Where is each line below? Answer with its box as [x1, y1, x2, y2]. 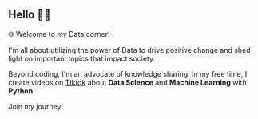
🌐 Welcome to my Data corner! [8, 29, 110, 38]
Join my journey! [8, 101, 64, 111]
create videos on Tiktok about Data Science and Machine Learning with [8, 77, 247, 87]
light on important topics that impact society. [8, 54, 156, 63]
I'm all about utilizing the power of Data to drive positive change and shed [8, 45, 251, 54]
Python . [8, 85, 35, 96]
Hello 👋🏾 [8, 8, 51, 22]
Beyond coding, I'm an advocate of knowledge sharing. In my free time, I [8, 69, 248, 78]
